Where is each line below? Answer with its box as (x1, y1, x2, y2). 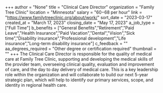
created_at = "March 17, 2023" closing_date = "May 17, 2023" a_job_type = (5, 20, 155, 25)
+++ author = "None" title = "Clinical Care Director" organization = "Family (5, 4, 155, 10)
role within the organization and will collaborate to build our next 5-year (5, 72, 148, 77)
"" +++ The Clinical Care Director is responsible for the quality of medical (5, 51, 152, 57)
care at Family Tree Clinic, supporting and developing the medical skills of (5, 56, 153, 62)
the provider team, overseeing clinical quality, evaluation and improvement (5, 61, 154, 67)
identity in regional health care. (5, 82, 67, 88)
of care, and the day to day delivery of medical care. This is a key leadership (5, 67, 158, 72)
